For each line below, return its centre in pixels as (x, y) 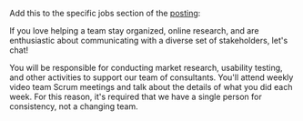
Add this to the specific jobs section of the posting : (105, 13)
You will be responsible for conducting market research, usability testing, (146, 68)
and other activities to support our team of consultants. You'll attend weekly (151, 77)
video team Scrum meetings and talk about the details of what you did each (151, 87)
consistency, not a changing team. (74, 106)
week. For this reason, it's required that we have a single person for (136, 96)
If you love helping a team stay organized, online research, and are (134, 30)
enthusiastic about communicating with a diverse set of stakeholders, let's (149, 40)
